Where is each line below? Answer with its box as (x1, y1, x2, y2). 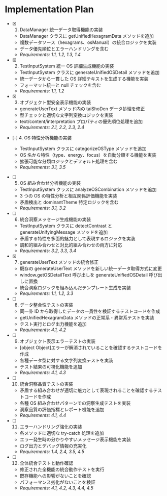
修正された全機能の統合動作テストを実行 (19, 466, 105, 473)
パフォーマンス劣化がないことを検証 (19, 479, 96, 485)
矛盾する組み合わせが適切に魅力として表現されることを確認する (19, 387, 153, 393)
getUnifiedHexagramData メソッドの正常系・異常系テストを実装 (19, 314, 154, 320)
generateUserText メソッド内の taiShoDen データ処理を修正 (19, 106, 145, 112)
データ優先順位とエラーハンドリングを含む (19, 45, 109, 52)
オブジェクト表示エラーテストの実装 (19, 338, 96, 344)
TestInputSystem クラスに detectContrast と (19, 222, 113, 229)
